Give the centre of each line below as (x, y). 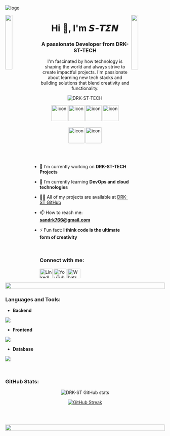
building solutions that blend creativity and (85, 83)
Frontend (23, 330)
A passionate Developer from (78, 44)
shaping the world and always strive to (85, 67)
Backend (22, 311)
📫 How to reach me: (61, 212)
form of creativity (58, 237)
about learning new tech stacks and (85, 78)
